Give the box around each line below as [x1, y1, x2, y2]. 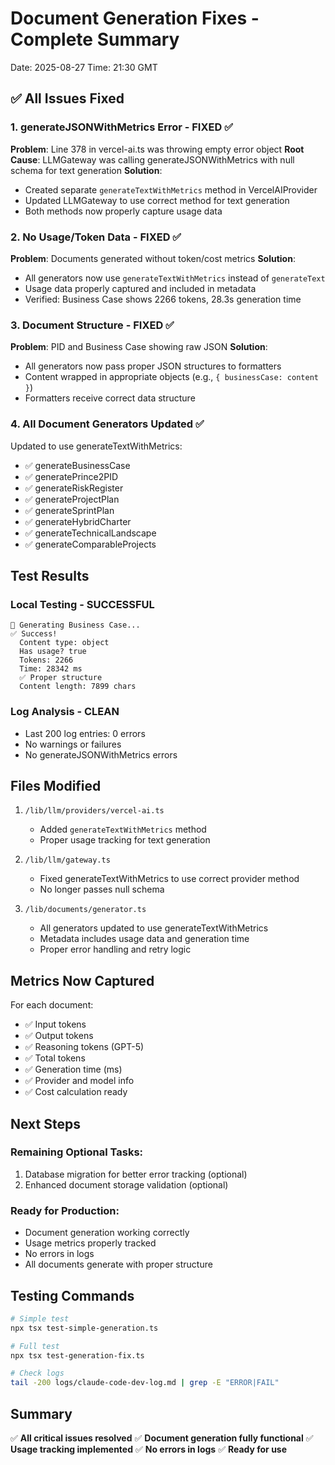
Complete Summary [10, 28, 180, 51]
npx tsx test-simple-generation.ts [10, 1323, 159, 1333]
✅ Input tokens [24, 1018, 87, 1031]
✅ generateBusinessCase [24, 459, 131, 471]
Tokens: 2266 [19, 655, 74, 666]
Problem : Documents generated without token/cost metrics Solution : [10, 252, 296, 264]
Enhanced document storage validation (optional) [24, 1178, 229, 1191]
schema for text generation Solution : [10, 164, 163, 176]
